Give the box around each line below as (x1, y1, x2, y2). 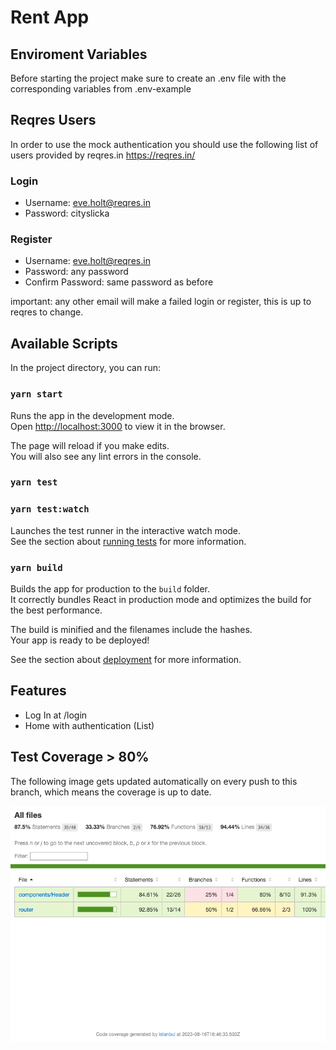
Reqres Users (10, 112, 97, 129)
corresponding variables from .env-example (10, 83, 192, 95)
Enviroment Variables (10, 46, 148, 63)
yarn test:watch (10, 504, 90, 515)
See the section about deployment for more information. (10, 654, 242, 666)
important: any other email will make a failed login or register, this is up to (10, 296, 312, 308)
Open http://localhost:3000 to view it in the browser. (10, 420, 226, 432)
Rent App (10, 6, 90, 29)
